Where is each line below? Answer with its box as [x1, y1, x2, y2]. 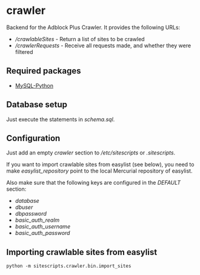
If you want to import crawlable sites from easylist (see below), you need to [6, 161, 195, 168]
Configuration [6, 133, 61, 143]
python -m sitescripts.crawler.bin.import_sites [6, 263, 132, 270]
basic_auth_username [15, 223, 71, 230]
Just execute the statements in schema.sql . [6, 116, 115, 123]
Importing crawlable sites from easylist [6, 247, 158, 257]
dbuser [15, 204, 33, 211]
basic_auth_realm [15, 216, 60, 224]
